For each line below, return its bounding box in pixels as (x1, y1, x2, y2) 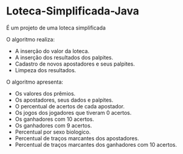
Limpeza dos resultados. (14, 66, 76, 73)
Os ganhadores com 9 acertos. (14, 122, 92, 129)
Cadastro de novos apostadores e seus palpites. (14, 60, 135, 67)
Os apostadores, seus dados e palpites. (14, 96, 114, 103)
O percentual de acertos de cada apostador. (14, 102, 125, 109)
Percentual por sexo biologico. (14, 128, 91, 135)
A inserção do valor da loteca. (14, 47, 90, 55)
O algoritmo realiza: (6, 35, 55, 43)
